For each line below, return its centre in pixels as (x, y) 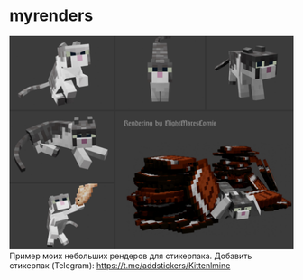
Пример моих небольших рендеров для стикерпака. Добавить (131, 256)
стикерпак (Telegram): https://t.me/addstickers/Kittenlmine (120, 265)
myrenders (51, 16)
